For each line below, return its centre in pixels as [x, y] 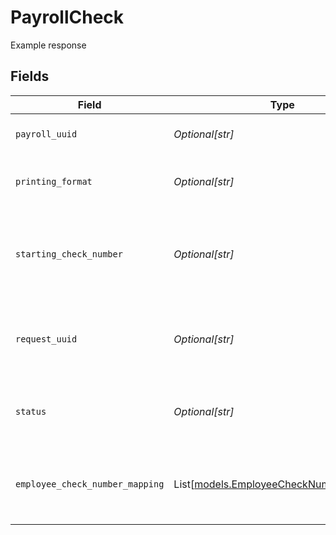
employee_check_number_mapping [90, 484]
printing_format [54, 181]
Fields [30, 76]
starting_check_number [69, 254]
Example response [48, 45]
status [31, 411]
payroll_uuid [46, 134]
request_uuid [46, 339]
